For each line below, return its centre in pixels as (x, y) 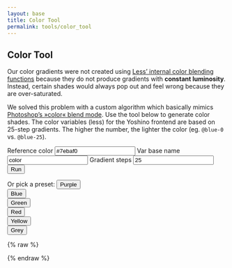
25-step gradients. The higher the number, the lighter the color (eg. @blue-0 (116, 129)
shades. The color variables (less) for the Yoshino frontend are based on (111, 122)
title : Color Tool (34, 20)
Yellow (19, 221)
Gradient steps (111, 160)
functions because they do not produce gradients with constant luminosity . (117, 79)
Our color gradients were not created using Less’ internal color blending (110, 72)
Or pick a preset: (31, 184)
